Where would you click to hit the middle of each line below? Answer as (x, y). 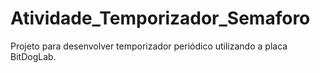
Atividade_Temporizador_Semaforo (160, 18)
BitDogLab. (33, 56)
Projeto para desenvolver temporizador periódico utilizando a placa (149, 46)
